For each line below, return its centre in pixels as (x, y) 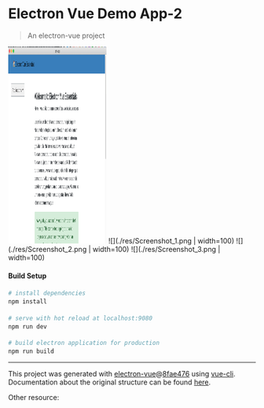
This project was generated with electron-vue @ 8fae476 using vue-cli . (122, 374)
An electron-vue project (66, 35)
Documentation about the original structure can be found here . (110, 382)
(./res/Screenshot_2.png (48, 249)
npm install (27, 302)
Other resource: (34, 398)
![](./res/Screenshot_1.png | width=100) (171, 240)
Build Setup (27, 276)
